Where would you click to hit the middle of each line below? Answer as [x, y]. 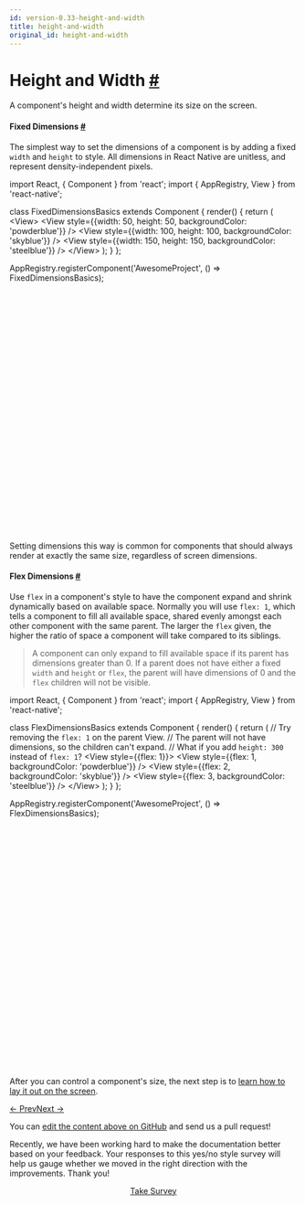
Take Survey [153, 1190]
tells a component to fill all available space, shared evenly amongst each [146, 616]
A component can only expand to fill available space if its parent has [160, 653]
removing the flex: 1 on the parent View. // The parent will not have [138, 737]
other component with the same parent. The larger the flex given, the [141, 625]
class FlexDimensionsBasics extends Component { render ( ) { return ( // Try [150, 727]
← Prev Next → [37, 1108]
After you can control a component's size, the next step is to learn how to [147, 1081]
